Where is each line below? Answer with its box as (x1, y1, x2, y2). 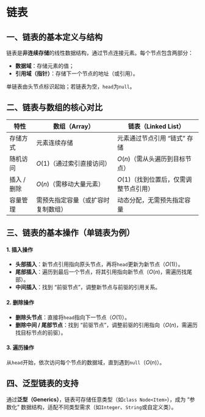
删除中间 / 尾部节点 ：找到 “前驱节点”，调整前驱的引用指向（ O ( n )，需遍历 (15, 321, 198, 328)
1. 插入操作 (6, 246, 34, 253)
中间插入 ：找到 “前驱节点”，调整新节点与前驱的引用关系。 (15, 284, 161, 291)
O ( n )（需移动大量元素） (36, 180, 105, 188)
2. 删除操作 (6, 299, 35, 306)
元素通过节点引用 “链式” (117, 134, 186, 142)
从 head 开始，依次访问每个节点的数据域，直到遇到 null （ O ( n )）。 (6, 358, 165, 366)
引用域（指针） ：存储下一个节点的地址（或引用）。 (15, 70, 138, 77)
